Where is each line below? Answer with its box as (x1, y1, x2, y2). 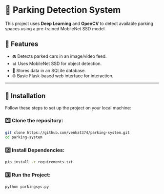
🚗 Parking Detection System (5, 4, 121, 16)
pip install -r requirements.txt (5, 159, 73, 164)
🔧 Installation (5, 92, 46, 100)
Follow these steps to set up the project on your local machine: (5, 105, 131, 110)
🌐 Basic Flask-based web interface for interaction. (12, 73, 114, 79)
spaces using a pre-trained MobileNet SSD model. (5, 25, 106, 31)
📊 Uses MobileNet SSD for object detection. (12, 61, 102, 66)
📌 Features (5, 40, 39, 48)
